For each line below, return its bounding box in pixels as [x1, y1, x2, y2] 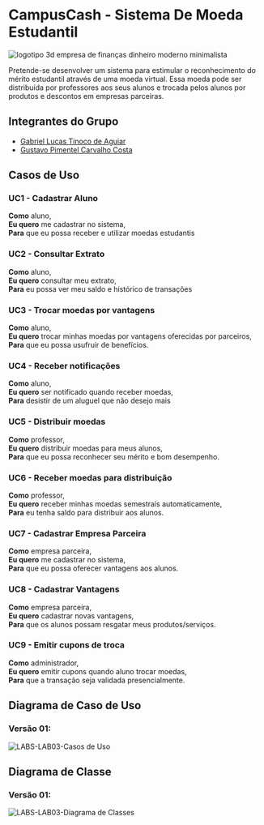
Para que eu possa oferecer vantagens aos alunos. [8, 563, 179, 573]
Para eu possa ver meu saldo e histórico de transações [8, 284, 193, 293]
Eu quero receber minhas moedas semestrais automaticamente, [8, 498, 223, 508]
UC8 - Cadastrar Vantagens [8, 583, 120, 595]
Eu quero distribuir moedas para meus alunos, [8, 443, 164, 453]
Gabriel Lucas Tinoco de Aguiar [19, 136, 126, 146]
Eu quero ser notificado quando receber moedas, [8, 387, 174, 397]
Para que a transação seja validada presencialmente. [8, 675, 185, 685]
